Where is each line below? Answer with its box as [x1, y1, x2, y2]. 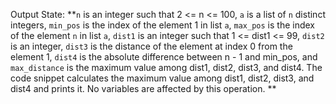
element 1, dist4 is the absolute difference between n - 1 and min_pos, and [10, 51, 318, 63]
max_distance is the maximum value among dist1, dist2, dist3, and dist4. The [10, 62, 323, 73]
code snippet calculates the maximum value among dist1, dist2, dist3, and [10, 72, 315, 84]
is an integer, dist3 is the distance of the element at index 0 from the [10, 40, 293, 52]
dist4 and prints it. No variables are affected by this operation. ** [10, 83, 277, 94]
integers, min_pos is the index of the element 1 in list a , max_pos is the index [10, 19, 316, 31]
